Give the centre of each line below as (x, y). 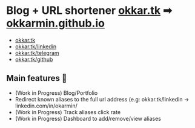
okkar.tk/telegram (37, 53)
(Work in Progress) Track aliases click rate (68, 112)
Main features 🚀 (37, 78)
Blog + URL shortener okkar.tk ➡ (89, 11)
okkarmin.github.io (55, 23)
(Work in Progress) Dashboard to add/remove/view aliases (88, 118)
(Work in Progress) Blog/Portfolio (56, 93)
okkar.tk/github (34, 59)
